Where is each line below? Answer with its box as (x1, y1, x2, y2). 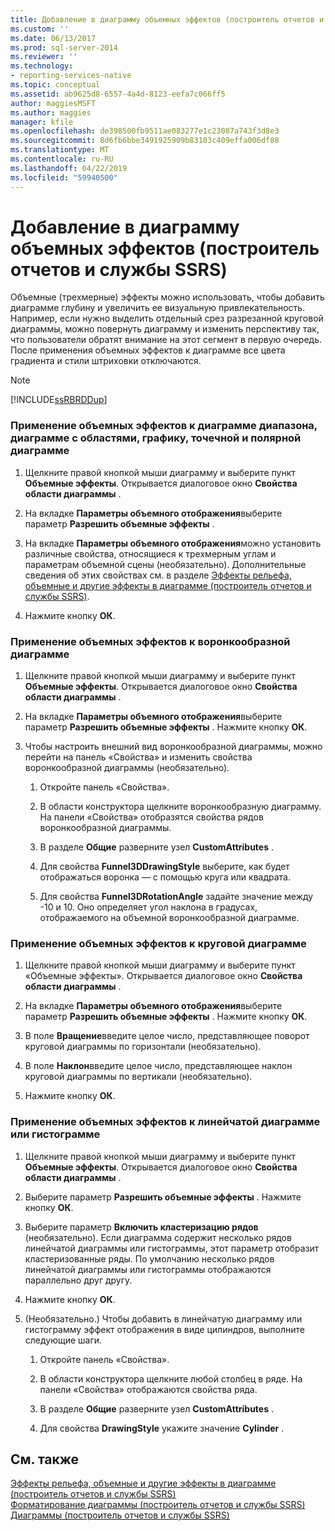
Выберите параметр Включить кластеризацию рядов (24, 1221, 259, 1233)
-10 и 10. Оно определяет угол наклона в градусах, (39, 901, 258, 913)
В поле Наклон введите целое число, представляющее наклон (24, 1060, 293, 1072)
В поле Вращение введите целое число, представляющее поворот (24, 1030, 310, 1042)
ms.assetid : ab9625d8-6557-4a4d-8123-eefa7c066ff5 (10, 89, 226, 99)
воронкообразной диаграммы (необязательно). (24, 762, 230, 774)
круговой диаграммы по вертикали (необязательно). (24, 1071, 253, 1083)
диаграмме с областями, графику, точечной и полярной (10, 431, 302, 445)
